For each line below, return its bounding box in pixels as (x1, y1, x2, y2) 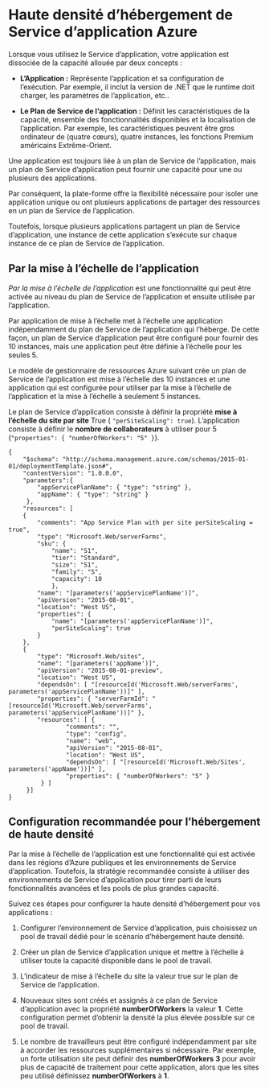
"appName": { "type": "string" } (37, 490, 149, 498)
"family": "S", (51, 567, 103, 576)
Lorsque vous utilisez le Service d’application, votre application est (8, 49, 230, 59)
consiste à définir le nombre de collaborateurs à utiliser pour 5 (8, 424, 217, 434)
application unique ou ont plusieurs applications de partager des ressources (8, 197, 261, 207)
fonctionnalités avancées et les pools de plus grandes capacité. (8, 883, 219, 892)
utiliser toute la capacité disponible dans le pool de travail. (19, 955, 213, 965)
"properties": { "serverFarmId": (37, 694, 149, 703)
